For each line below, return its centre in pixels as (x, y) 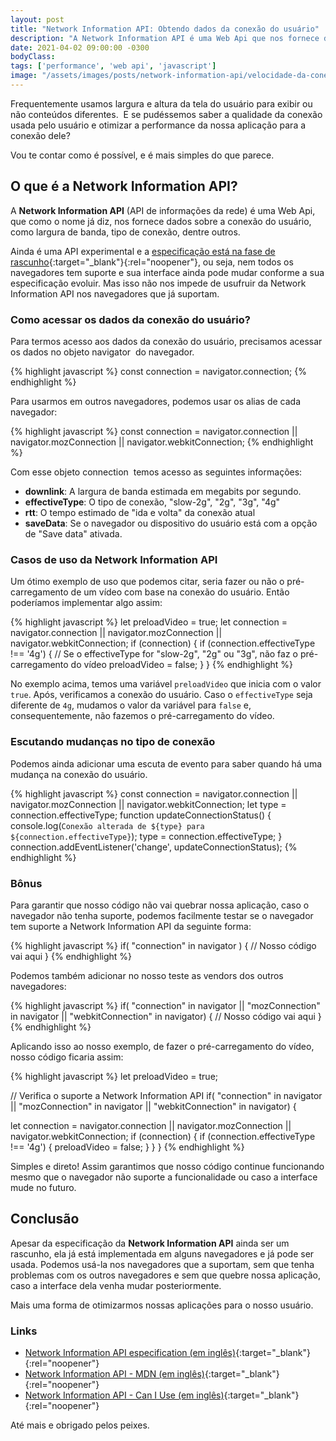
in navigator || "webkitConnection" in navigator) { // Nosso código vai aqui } (166, 1016)
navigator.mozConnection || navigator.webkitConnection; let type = (148, 804)
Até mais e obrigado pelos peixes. (80, 1425)
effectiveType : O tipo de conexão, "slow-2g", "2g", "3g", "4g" (152, 502)
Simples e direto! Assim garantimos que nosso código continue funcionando (167, 1166)
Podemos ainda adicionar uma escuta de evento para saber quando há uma (166, 763)
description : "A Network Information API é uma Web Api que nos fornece (165, 38)
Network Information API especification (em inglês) (130, 1352)
